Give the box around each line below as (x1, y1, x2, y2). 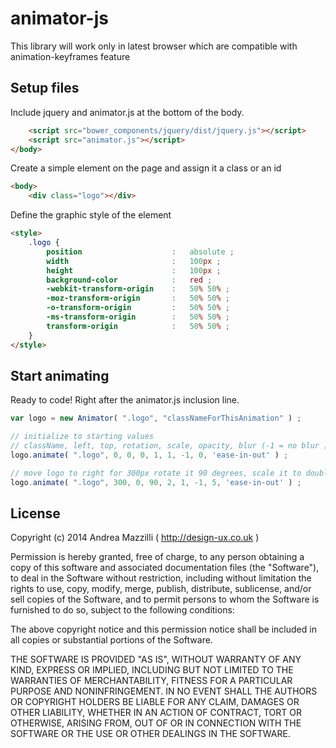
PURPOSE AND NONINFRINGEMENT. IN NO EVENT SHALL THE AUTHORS (10, 685, 318, 697)
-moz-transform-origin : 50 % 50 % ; (46, 293, 230, 304)
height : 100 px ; (46, 265, 222, 276)
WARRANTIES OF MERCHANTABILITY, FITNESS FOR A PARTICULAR (10, 675, 293, 687)
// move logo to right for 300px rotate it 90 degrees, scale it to (10, 468, 302, 478)
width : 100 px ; (46, 256, 222, 266)
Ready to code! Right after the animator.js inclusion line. (10, 394, 240, 406)
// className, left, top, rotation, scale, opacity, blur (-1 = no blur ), (10, 441, 333, 451)
